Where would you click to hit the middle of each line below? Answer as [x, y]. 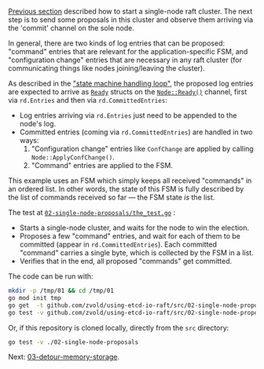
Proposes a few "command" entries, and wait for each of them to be [130, 236]
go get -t [26, 305]
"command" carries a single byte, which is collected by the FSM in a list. [136, 253]
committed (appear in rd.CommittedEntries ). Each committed [118, 244]
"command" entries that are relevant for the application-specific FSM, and [128, 51]
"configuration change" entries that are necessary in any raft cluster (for [125, 60]
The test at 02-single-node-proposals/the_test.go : [92, 212]
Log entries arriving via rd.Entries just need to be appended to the [128, 115]
